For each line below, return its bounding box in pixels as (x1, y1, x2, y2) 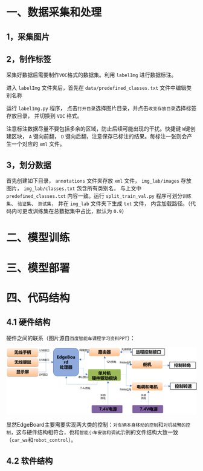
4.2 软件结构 (6, 456, 53, 466)
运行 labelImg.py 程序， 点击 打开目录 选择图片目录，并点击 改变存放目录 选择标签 (6, 104, 197, 112)
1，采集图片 (6, 32, 50, 42)
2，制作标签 (6, 54, 51, 64)
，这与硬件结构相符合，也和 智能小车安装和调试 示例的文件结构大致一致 (10, 429, 178, 436)
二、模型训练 (6, 231, 71, 245)
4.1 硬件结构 (6, 317, 51, 328)
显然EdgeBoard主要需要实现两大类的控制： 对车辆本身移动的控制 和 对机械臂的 (6, 421, 186, 429)
